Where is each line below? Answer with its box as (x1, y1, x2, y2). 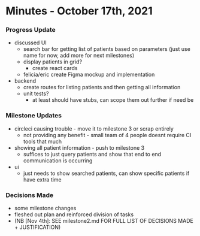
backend (14, 77, 37, 84)
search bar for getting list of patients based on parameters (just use (23, 46, 191, 53)
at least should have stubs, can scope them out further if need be (32, 96, 194, 104)
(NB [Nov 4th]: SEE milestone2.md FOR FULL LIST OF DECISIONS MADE (14, 217, 194, 225)
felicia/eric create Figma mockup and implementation (23, 71, 155, 78)
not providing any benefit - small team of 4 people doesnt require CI (23, 131, 192, 138)
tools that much (23, 138, 62, 145)
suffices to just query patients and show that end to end (23, 150, 162, 158)
